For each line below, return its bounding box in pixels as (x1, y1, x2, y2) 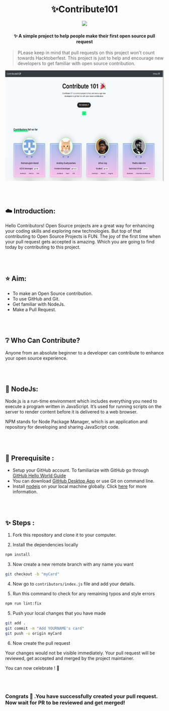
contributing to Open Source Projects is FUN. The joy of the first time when (5, 233, 161, 239)
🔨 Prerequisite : (5, 453, 54, 463)
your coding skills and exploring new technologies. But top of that (5, 228, 141, 234)
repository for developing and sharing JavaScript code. (5, 424, 120, 430)
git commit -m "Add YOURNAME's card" (5, 626, 84, 631)
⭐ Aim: (5, 274, 27, 283)
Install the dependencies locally (12, 542, 78, 548)
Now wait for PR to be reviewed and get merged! (5, 699, 126, 706)
